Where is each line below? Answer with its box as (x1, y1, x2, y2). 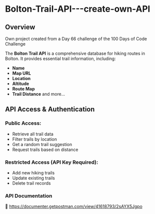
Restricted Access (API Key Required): (5, 159, 99, 166)
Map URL (12, 70, 31, 76)
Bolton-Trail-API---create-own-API (5, 3, 151, 15)
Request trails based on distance (12, 147, 79, 152)
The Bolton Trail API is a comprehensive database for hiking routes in (5, 50, 145, 56)
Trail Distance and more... (12, 91, 65, 97)
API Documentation (5, 192, 53, 199)
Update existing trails (12, 175, 55, 181)
